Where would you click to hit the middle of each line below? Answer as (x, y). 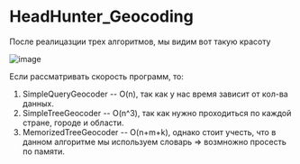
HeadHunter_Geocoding (101, 17)
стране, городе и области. (73, 123)
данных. (38, 103)
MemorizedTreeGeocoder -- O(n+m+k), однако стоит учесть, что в (149, 132)
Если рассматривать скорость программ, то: (97, 76)
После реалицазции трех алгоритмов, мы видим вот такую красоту (140, 41)
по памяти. (44, 151)
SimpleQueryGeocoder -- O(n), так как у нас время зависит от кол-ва (155, 94)
